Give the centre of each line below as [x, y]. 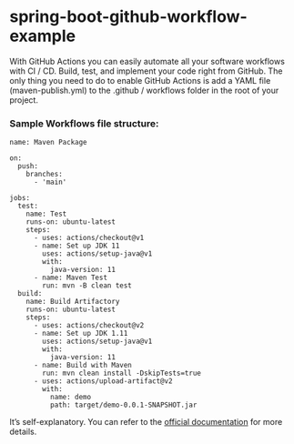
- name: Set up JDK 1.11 [81, 334]
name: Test [46, 214]
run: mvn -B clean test [87, 286]
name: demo [71, 398]
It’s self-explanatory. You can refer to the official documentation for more [146, 422]
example [43, 36]
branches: [45, 175]
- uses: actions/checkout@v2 [89, 326]
